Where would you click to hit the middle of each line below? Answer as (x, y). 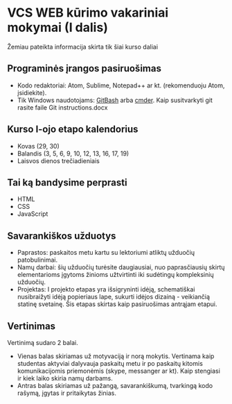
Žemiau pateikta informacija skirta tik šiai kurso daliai (82, 47)
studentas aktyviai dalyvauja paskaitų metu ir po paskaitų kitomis (110, 363)
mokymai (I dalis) (58, 27)
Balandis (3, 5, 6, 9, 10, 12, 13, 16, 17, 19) (73, 153)
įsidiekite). (32, 92)
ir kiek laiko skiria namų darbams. (65, 378)
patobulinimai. (37, 260)
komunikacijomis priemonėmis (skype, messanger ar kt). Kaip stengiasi (118, 371)
